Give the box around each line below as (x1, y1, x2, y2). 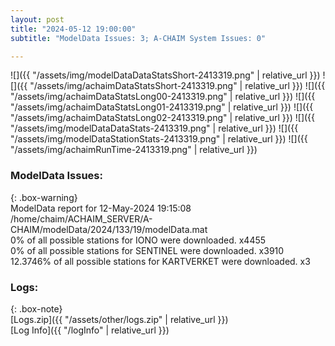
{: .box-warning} (10, 191, 78, 203)
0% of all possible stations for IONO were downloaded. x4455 (10, 234, 267, 246)
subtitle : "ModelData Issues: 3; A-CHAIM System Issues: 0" (10, 33, 267, 43)
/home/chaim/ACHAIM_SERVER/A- (10, 212, 153, 225)
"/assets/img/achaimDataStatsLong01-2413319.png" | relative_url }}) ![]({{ (10, 101, 314, 113)
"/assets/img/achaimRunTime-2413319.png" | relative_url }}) (10, 144, 258, 156)
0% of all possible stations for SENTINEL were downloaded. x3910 (10, 244, 285, 256)
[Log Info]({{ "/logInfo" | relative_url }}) (10, 324, 170, 336)
